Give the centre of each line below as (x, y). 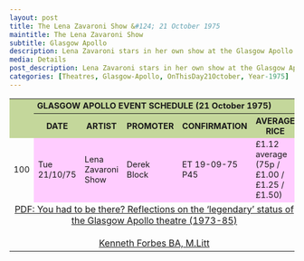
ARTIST (101, 126)
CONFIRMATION (215, 126)
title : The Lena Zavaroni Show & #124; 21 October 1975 (115, 26)
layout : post (34, 18)
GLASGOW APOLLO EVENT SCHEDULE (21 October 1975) (154, 106)
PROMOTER (150, 126)
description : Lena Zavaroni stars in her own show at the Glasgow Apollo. (153, 51)
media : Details (38, 60)
